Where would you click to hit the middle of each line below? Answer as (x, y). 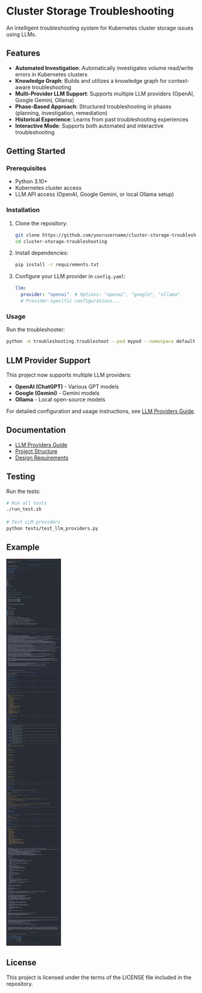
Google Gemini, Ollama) (44, 100)
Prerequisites (26, 169)
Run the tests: (24, 491)
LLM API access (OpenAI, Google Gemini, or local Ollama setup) (94, 194)
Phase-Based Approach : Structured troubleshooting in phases (93, 106)
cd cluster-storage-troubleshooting (61, 241)
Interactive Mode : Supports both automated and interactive (89, 126)
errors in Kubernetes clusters (51, 74)
